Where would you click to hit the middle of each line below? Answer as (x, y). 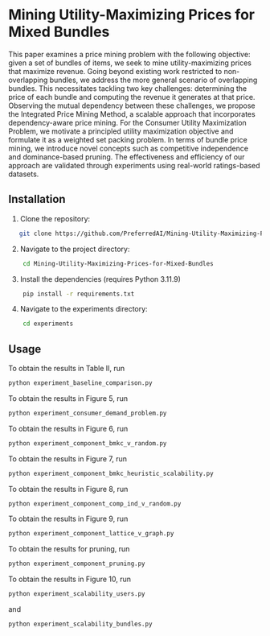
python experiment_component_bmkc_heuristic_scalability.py (111, 473)
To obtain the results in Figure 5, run (68, 398)
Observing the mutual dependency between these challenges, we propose (132, 105)
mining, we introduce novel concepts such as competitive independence (129, 148)
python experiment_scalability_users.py (77, 594)
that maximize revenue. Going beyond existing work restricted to (115, 71)
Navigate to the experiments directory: (84, 309)
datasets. (24, 174)
